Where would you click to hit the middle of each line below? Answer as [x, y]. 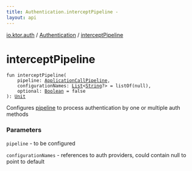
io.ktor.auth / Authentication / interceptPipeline [65, 35]
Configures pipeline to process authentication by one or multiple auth [93, 108]
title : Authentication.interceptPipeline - [62, 12]
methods [17, 114]
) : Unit [16, 97]
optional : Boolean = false [52, 92]
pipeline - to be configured [41, 143]
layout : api [21, 18]
